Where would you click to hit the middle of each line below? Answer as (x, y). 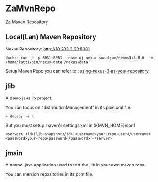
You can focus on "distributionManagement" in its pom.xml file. (69, 107)
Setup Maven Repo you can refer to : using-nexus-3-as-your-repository (77, 71)
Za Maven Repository (27, 22)
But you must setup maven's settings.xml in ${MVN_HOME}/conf (70, 125)
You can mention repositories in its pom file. (49, 174)
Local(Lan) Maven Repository (51, 37)
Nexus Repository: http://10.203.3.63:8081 (48, 49)
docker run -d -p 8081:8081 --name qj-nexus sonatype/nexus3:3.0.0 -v (79, 58)
